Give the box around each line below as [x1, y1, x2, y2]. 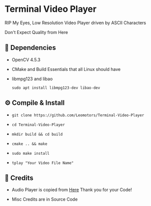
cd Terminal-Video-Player [11, 122, 65, 127]
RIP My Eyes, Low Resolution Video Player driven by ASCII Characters [4, 20, 146, 26]
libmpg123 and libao [11, 75, 53, 82]
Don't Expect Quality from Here [4, 29, 68, 35]
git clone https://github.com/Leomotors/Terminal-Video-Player [11, 112, 145, 118]
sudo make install [11, 151, 50, 156]
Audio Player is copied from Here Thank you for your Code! [11, 187, 132, 193]
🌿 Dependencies [4, 43, 56, 52]
